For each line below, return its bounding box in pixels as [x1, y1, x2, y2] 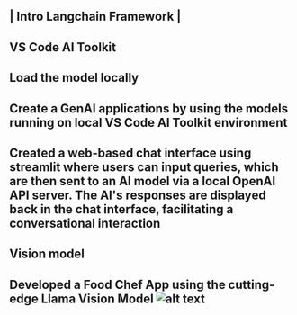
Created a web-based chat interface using [9, 145, 252, 160]
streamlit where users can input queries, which [9, 159, 279, 175]
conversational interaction [9, 215, 161, 230]
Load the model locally [9, 70, 139, 85]
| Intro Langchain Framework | [9, 9, 182, 24]
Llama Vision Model [40, 291, 155, 306]
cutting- [228, 276, 275, 292]
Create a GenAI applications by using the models [9, 101, 289, 116]
